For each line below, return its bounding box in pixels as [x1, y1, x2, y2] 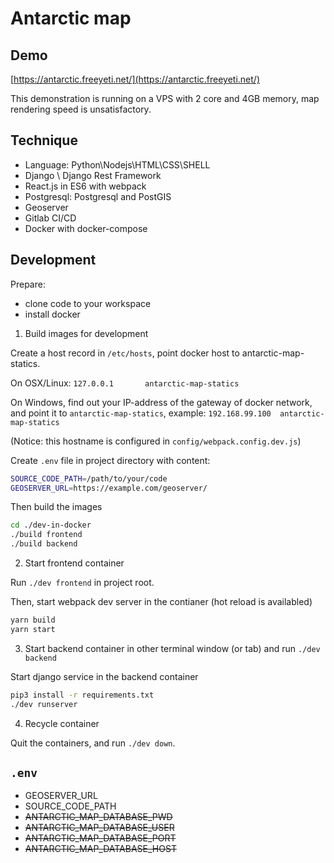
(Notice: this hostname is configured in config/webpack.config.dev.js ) [10, 435, 302, 447]
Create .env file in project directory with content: [10, 454, 211, 466]
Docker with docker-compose [24, 222, 148, 234]
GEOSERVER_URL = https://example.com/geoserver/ [10, 483, 208, 493]
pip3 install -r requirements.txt [10, 690, 155, 700]
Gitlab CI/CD [24, 212, 77, 224]
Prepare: [10, 278, 46, 290]
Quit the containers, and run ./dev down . [10, 737, 176, 749]
